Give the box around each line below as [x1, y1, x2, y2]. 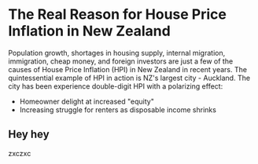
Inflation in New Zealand [8, 22, 171, 40]
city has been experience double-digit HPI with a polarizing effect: [8, 81, 223, 91]
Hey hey [8, 128, 50, 141]
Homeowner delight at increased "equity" [19, 97, 155, 106]
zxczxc [8, 148, 31, 158]
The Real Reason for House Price [8, 5, 227, 24]
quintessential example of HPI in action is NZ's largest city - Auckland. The [8, 73, 250, 82]
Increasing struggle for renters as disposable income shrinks [19, 104, 216, 115]
